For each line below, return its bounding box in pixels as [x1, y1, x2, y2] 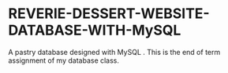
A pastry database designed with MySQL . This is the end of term [8, 47, 221, 57]
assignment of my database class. [8, 56, 120, 65]
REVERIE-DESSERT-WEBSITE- [8, 5, 211, 23]
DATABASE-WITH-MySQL [8, 21, 181, 39]
